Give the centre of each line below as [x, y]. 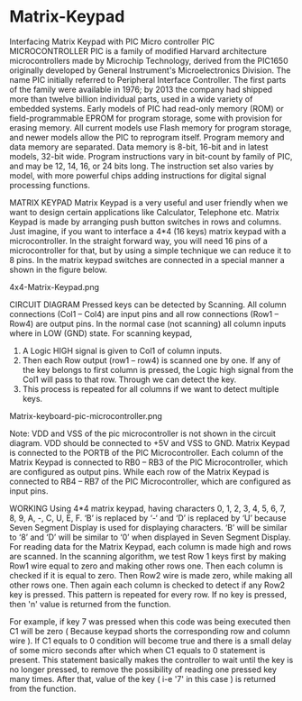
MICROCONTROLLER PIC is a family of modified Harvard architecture [138, 50]
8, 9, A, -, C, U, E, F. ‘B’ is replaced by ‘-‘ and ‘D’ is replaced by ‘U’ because [148, 518]
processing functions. [50, 185]
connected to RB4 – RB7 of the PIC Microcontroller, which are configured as [150, 481]
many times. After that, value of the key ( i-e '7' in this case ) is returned [143, 678]
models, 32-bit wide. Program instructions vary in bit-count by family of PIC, [151, 156]
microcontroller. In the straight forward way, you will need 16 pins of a [138, 241]
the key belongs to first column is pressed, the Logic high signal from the [158, 369]
